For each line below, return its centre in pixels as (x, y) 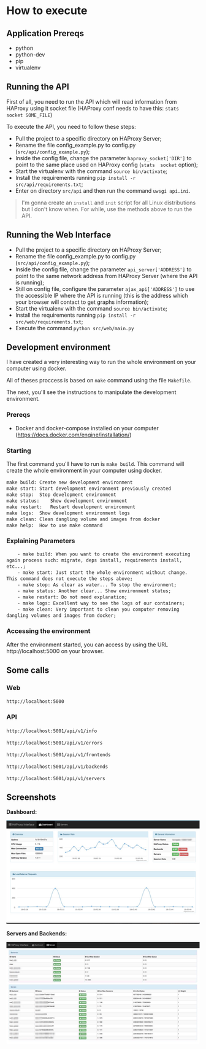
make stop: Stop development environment (61, 495)
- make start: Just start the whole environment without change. (103, 573)
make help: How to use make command (55, 525)
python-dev (30, 55)
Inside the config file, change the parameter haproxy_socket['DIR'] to (103, 158)
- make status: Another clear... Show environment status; (94, 591)
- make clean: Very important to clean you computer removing (98, 610)
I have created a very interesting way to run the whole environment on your (101, 362)
